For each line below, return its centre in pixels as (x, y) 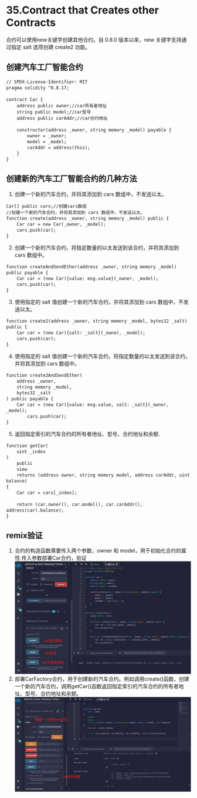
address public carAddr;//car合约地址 (62, 118)
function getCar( (27, 446)
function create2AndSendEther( (44, 375)
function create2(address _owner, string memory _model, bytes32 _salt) (97, 321)
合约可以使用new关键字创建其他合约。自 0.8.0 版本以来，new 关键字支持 (94, 39)
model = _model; (47, 141)
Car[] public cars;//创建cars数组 (46, 206)
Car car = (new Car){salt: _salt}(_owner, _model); (81, 333)
